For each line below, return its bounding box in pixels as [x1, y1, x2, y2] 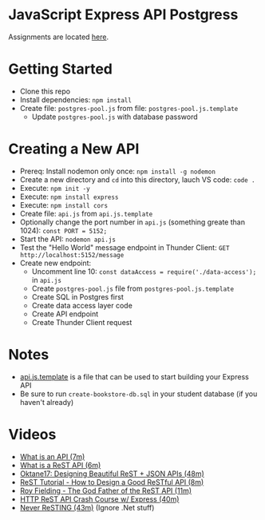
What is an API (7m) [19, 451, 85, 461]
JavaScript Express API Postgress [8, 6, 239, 24]
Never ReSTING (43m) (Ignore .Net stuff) [19, 502, 155, 512]
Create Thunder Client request [31, 317, 132, 327]
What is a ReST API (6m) [19, 460, 101, 470]
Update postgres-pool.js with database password [31, 112, 198, 121]
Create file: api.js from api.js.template [19, 208, 153, 218]
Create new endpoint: [19, 258, 92, 268]
